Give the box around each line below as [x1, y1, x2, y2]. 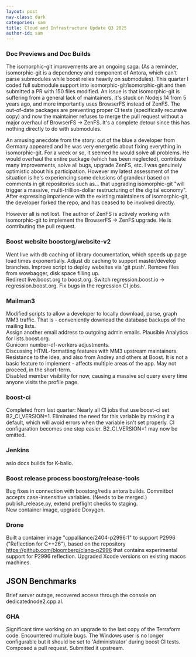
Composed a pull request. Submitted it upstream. [6, 645, 125, 652]
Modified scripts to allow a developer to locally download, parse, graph [6, 310, 177, 317]
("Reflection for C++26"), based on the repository [6, 540, 126, 547]
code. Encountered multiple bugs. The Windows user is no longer [6, 632, 164, 639]
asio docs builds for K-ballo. [6, 459, 74, 466]
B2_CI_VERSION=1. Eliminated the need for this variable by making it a [6, 413, 174, 420]
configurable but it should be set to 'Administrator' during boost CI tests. [6, 638, 180, 645]
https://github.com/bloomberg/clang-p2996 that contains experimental [6, 547, 178, 554]
